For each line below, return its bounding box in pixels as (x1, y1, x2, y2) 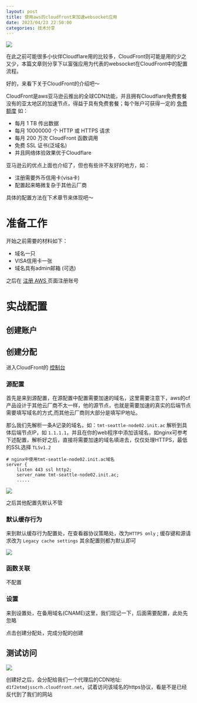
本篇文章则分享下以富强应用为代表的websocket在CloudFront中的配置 (21, 60, 188, 68)
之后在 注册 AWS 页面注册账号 (6, 277, 79, 284)
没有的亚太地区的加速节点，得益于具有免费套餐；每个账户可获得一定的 (6, 100, 176, 107)
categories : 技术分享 (6, 25, 56, 31)
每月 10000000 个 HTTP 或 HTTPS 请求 (14, 127, 110, 134)
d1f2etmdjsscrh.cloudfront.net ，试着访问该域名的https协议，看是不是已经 (6, 683, 188, 690)
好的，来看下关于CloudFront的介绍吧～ (6, 80, 100, 87)
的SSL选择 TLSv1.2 (6, 444, 51, 451)
